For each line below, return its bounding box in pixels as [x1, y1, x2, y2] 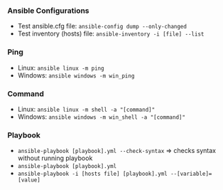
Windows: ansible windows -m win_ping [17, 70, 135, 80]
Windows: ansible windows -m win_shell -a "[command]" [17, 112, 186, 121]
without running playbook [17, 154, 93, 162]
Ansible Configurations [7, 6, 90, 16]
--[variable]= [170, 170, 212, 178]
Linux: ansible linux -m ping [17, 63, 104, 72]
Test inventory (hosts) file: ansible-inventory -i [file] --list [17, 29, 205, 38]
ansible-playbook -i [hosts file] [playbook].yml [17, 170, 168, 178]
